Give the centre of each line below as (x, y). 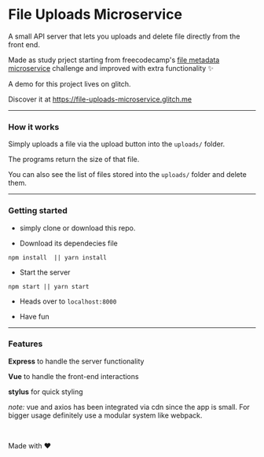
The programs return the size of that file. (74, 160)
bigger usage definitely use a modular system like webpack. (105, 415)
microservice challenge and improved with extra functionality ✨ (111, 68)
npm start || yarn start (49, 286)
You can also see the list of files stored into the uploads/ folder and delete (128, 175)
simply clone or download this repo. (77, 228)
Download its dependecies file (68, 243)
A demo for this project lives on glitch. (70, 83)
